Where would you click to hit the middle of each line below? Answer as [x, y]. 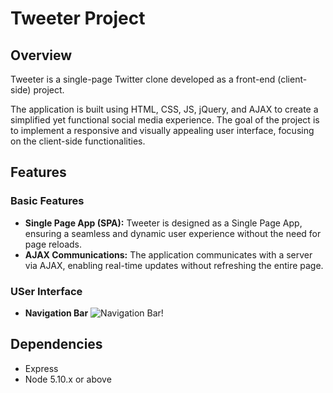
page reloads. [53, 244]
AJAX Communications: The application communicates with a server [168, 254]
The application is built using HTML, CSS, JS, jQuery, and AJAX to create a [164, 109]
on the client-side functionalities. [78, 141]
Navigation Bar [56, 313]
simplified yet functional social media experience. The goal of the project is [165, 120]
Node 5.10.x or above [68, 379]
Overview [41, 55]
